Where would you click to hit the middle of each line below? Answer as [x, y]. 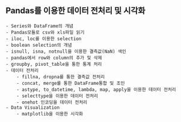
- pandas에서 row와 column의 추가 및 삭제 [54, 58]
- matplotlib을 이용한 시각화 [50, 114]
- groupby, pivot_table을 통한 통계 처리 [54, 64]
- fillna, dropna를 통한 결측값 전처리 [61, 77]
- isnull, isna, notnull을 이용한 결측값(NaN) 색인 [66, 51]
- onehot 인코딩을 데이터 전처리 [52, 102]
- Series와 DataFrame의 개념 [39, 26]
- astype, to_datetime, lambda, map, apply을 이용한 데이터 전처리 [97, 89]
